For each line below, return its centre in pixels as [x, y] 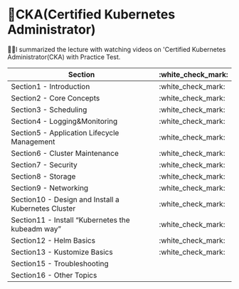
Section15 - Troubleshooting [60, 263]
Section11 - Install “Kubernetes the [70, 220]
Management [33, 142]
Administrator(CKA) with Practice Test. [64, 57]
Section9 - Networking [50, 188]
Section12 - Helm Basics [53, 240]
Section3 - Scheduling [49, 110]
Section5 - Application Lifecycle [65, 132]
